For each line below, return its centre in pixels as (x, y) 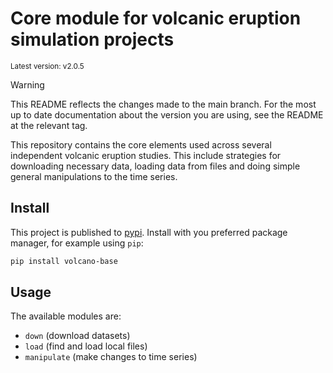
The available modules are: (66, 316)
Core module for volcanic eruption (156, 18)
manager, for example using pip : (77, 243)
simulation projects (92, 39)
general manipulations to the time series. (94, 176)
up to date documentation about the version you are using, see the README (167, 114)
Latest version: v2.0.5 (47, 66)
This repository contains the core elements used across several (141, 144)
